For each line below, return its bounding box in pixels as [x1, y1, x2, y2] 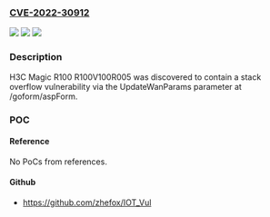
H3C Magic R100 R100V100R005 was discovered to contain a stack [9, 71, 262, 83]
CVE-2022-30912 [9, 6, 90, 19]
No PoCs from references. [9, 156, 107, 167]
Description [9, 51, 63, 64]
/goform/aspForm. [9, 91, 78, 102]
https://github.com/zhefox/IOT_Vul [22, 197, 152, 208]
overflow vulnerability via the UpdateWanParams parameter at [9, 81, 243, 92]
